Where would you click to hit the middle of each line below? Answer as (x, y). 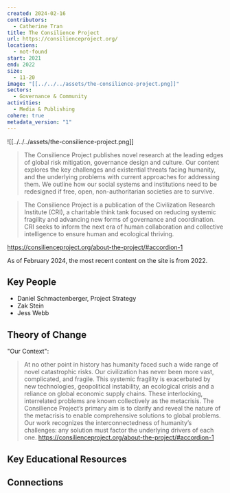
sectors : (20, 90)
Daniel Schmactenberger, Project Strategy (77, 299)
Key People (32, 282)
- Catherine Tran (38, 26)
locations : (23, 45)
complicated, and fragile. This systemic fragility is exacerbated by (117, 379)
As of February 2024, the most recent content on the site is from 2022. (107, 260)
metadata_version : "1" (39, 122)
